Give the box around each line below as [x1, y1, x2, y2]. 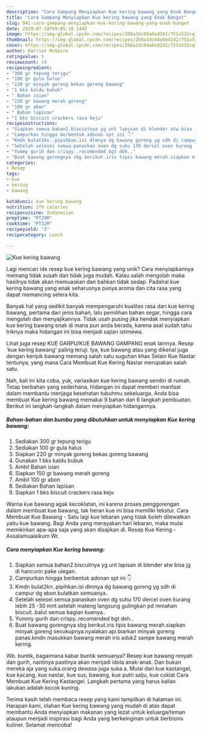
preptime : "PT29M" [6, 215, 52, 221]
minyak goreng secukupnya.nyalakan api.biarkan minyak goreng [14, 627, 175, 634]
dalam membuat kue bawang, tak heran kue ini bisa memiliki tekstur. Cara [6, 506, 189, 514]
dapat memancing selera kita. [6, 291, 80, 298]
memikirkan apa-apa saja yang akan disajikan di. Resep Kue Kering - [6, 526, 176, 533]
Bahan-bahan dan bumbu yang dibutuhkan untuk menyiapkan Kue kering [6, 416, 195, 424]
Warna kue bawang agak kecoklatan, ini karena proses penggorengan [6, 500, 180, 508]
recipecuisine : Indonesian [6, 210, 74, 216]
